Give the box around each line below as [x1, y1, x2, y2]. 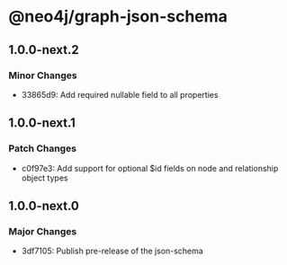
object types [21, 172, 68, 183]
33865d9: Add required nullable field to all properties [21, 89, 219, 100]
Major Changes [8, 225, 77, 237]
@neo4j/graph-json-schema [8, 6, 229, 27]
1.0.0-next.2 [8, 42, 79, 57]
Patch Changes [8, 142, 77, 155]
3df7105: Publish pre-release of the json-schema [21, 245, 203, 257]
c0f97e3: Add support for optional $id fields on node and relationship [21, 163, 279, 173]
